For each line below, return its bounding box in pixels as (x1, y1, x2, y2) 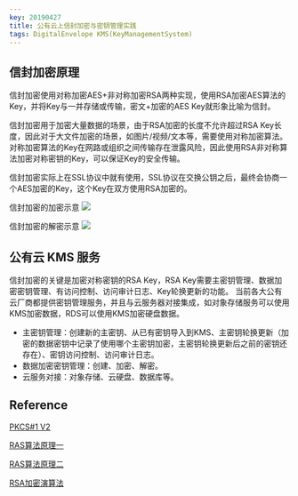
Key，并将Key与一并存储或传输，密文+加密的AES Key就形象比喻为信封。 (9, 101, 276, 112)
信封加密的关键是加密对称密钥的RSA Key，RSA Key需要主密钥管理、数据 (9, 275, 275, 285)
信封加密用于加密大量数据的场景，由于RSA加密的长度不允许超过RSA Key (9, 120, 274, 131)
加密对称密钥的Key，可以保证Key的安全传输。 (16, 153, 185, 164)
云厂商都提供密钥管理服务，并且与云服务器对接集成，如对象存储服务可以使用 (9, 297, 290, 308)
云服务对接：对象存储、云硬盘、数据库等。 (21, 372, 179, 382)
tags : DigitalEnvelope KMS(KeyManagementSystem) (9, 29, 193, 38)
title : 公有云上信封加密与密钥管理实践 (9, 21, 137, 30)
